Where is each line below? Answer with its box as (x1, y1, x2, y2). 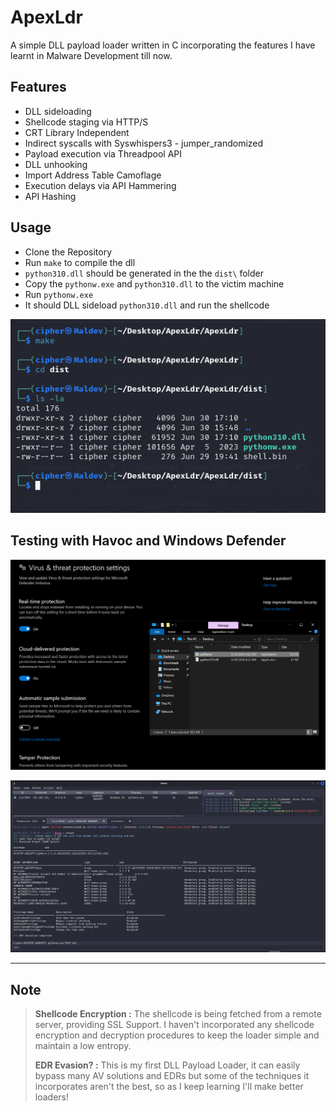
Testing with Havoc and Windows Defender (10, 532, 287, 550)
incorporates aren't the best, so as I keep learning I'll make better (34, 1080, 304, 1092)
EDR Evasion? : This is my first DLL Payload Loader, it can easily (34, 1059, 301, 1071)
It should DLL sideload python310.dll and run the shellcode (24, 299, 270, 311)
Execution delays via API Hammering (24, 179, 177, 191)
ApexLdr (10, 6, 83, 29)
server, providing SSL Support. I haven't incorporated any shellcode (34, 1018, 315, 1030)
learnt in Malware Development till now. (10, 49, 173, 61)
